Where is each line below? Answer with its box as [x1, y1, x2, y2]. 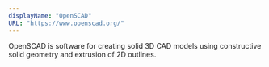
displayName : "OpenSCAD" [8, 11, 92, 20]
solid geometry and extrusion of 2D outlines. [8, 49, 157, 59]
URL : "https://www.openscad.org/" [8, 19, 125, 27]
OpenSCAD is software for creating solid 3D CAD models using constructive [8, 41, 262, 50]
